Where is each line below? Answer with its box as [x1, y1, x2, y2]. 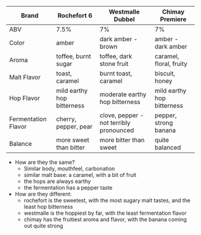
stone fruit [99, 60, 129, 68]
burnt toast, [99, 69, 133, 77]
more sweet [56, 136, 90, 144]
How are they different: [14, 191, 72, 197]
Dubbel [113, 15, 135, 23]
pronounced [99, 126, 135, 134]
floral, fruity [154, 60, 188, 68]
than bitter [56, 144, 86, 151]
